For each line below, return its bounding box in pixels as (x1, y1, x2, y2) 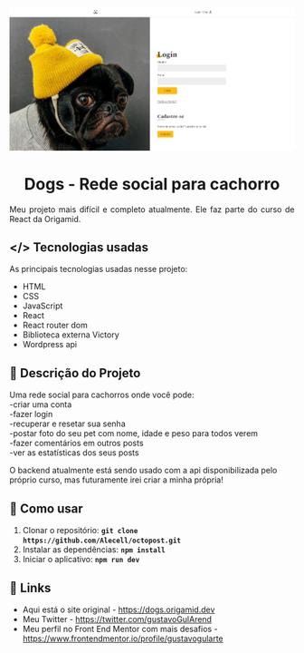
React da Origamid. (9, 213, 81, 224)
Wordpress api (22, 339, 78, 350)
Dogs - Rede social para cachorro (24, 173, 280, 194)
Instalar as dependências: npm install (22, 544, 166, 555)
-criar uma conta (9, 399, 72, 410)
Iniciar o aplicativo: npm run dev (22, 554, 140, 565)
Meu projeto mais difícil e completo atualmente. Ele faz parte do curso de (9, 203, 295, 215)
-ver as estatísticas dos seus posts (9, 447, 139, 458)
